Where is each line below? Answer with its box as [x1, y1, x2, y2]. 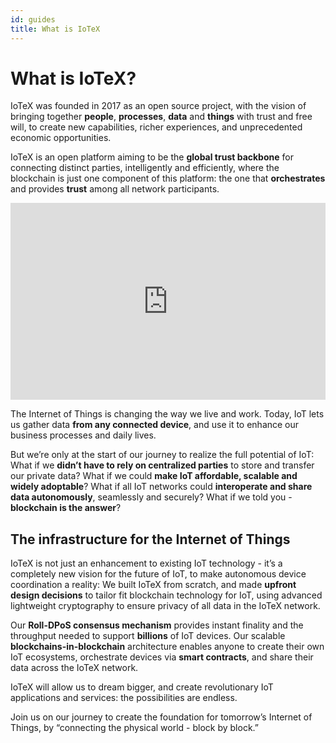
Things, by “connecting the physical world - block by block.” [10, 722, 259, 734]
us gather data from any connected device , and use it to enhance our [10, 419, 300, 431]
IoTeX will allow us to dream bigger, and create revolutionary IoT [10, 681, 274, 693]
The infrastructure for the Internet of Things [10, 531, 291, 548]
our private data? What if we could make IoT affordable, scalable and [10, 470, 298, 482]
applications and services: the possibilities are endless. [10, 692, 238, 704]
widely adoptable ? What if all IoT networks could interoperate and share [10, 481, 313, 493]
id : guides [10, 14, 56, 25]
